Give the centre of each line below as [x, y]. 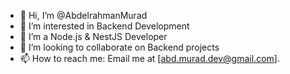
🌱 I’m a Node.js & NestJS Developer [93, 36]
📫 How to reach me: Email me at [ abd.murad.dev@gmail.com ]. [149, 58]
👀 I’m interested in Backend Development [104, 26]
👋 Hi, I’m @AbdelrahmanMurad [83, 15]
